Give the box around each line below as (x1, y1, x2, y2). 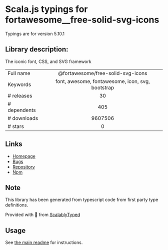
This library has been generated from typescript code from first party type (5, 196, 158, 203)
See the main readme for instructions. (5, 239, 83, 245)
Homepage (12, 153, 36, 159)
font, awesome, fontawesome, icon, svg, (55, 77, 150, 84)
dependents (7, 106, 36, 113)
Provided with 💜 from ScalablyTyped (5, 211, 80, 218)
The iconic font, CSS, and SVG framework (5, 58, 91, 64)
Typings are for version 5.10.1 (5, 30, 65, 36)
